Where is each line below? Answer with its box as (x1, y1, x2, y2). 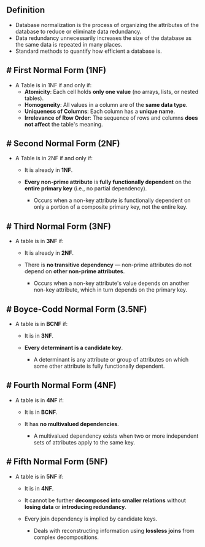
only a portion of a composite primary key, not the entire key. (33, 203, 188, 211)
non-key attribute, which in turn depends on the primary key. (33, 286, 188, 293)
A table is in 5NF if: (15, 473, 64, 480)
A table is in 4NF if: (15, 396, 64, 404)
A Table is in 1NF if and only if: (15, 81, 92, 88)
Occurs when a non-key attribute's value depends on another (33, 279, 190, 287)
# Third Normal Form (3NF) (6, 221, 112, 231)
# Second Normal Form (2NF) (6, 138, 120, 149)
